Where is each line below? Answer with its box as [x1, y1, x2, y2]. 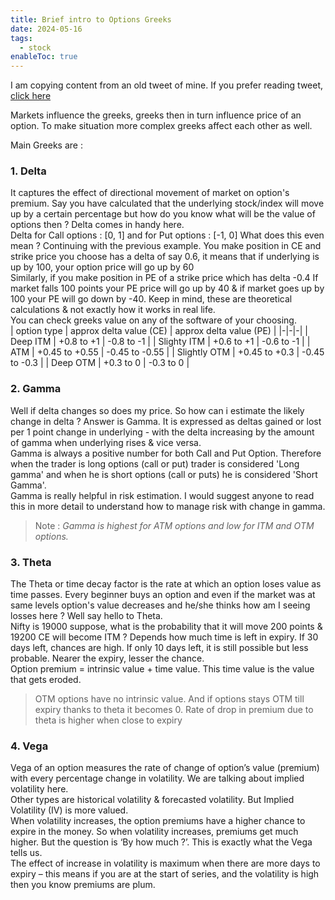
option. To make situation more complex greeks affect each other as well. [10, 120, 313, 132]
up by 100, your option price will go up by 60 [10, 261, 195, 273]
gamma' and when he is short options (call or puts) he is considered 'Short [10, 468, 318, 480]
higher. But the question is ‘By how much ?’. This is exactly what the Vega [10, 836, 313, 848]
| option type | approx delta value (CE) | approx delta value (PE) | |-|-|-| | [10, 325, 308, 337]
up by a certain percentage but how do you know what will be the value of [10, 208, 316, 220]
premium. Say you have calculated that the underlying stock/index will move [10, 197, 325, 210]
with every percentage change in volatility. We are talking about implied [10, 772, 305, 785]
